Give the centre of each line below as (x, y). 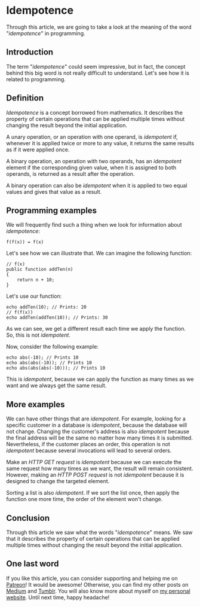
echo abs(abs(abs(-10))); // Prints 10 (56, 368)
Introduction (30, 52)
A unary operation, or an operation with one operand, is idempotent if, (92, 137)
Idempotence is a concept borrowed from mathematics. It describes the (95, 112)
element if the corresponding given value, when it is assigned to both (91, 167)
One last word (33, 564)
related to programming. (36, 79)
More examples (36, 404)
